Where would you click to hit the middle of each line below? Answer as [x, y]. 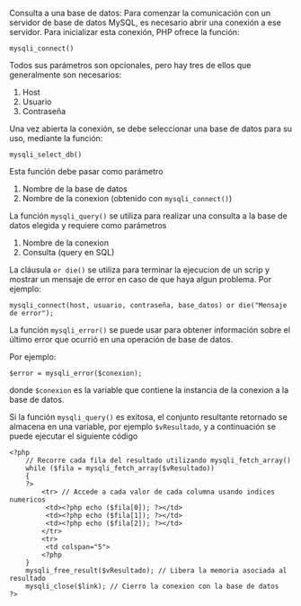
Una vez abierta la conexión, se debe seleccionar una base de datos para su [151, 129]
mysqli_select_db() [46, 155]
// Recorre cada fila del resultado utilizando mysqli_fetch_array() [159, 460]
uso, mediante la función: [56, 138]
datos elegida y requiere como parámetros [88, 225]
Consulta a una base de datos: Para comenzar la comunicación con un [140, 13]
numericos [28, 500]
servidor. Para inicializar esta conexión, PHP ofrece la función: [124, 32]
